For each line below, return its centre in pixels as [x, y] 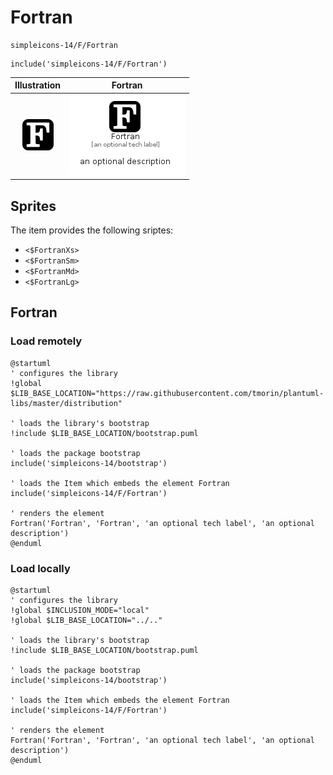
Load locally [40, 568]
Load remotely [46, 341]
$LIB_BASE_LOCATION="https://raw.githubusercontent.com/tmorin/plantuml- [167, 393]
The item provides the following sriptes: [92, 230]
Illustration [38, 85]
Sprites [33, 206]
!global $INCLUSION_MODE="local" [80, 610]
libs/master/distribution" [66, 403]
